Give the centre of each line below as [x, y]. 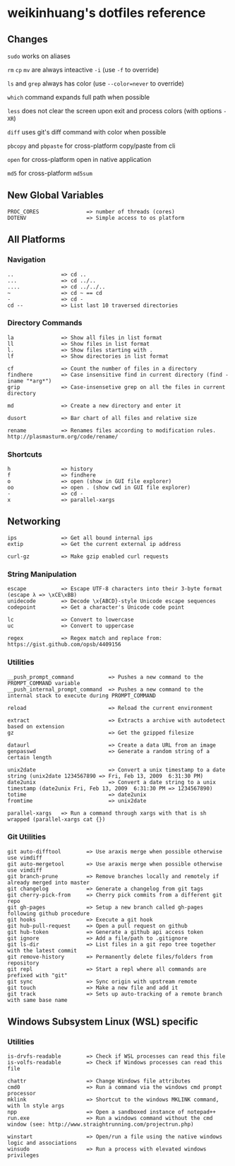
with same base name [38, 1000]
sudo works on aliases [39, 56]
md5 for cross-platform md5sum [50, 173]
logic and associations [42, 1143]
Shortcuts [25, 454]
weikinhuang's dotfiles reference [107, 13]
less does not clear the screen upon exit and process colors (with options [115, 111]
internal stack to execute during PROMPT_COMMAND [82, 695]
